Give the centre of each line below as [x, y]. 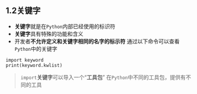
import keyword [25, 60]
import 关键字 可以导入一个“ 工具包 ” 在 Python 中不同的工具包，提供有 [103, 77]
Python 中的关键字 [36, 48]
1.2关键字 [23, 11]
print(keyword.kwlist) [34, 65]
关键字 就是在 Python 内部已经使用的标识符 [65, 26]
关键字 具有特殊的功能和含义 [49, 34]
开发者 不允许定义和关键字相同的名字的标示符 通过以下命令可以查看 [97, 41]
